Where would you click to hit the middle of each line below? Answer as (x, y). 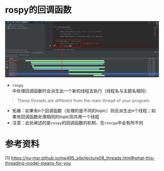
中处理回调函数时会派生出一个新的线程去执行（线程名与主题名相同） (81, 91)
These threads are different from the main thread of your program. (84, 101)
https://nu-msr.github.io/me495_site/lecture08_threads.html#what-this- (83, 158)
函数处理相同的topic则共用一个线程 (64, 117)
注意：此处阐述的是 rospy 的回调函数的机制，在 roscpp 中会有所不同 (78, 123)
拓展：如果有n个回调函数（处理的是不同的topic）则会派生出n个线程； (82, 111)
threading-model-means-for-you (38, 163)
